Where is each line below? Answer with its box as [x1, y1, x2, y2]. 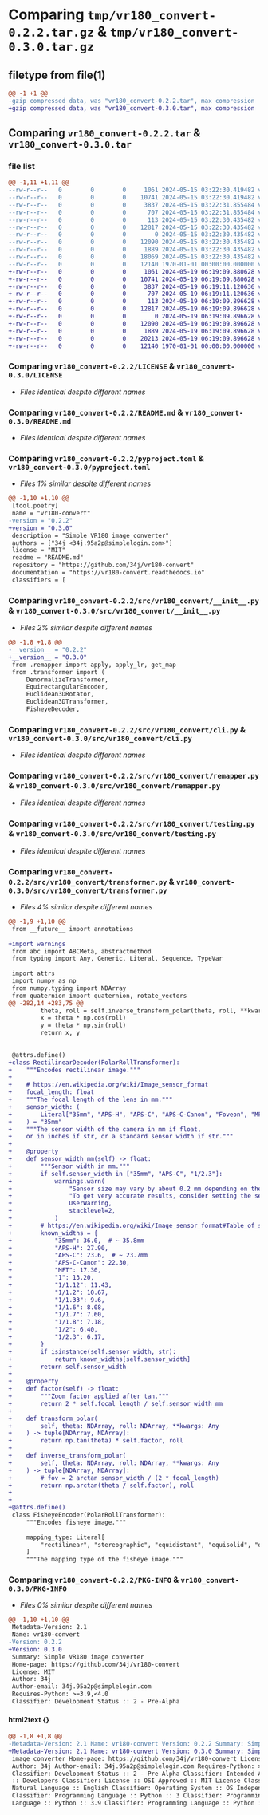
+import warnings [8, 940, 66, 948]
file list [8, 160, 36, 172]
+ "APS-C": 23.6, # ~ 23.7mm [8, 1251, 148, 1260]
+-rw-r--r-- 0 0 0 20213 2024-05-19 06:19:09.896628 [8, 334, 255, 342]
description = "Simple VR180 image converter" [11, 531, 170, 539]
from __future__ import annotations [11, 925, 134, 933]
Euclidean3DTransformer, [26, 698, 109, 706]
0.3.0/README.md [8, 416, 72, 426]
